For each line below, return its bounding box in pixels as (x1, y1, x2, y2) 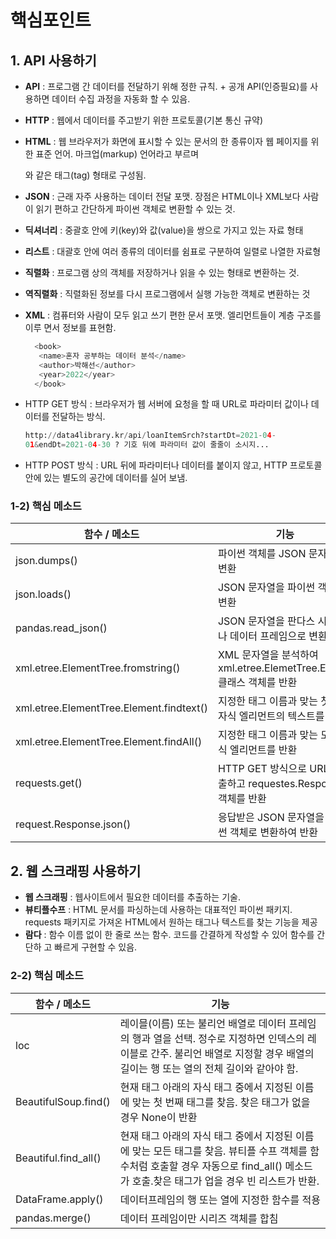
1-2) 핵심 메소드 (10, 499, 82, 513)
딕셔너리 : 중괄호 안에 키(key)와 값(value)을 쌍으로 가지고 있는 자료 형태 (24, 224, 304, 236)
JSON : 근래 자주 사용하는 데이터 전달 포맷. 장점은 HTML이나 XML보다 (24, 191, 301, 202)
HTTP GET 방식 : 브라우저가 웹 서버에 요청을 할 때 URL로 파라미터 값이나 (24, 398, 309, 410)
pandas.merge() (15, 1211, 92, 1225)
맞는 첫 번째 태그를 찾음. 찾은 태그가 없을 (131, 1095, 311, 1109)
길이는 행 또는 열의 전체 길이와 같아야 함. (119, 1061, 299, 1075)
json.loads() (15, 587, 72, 601)
